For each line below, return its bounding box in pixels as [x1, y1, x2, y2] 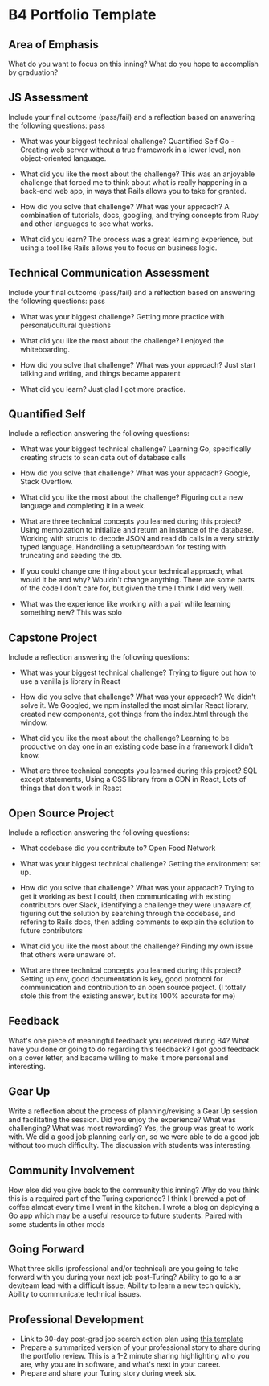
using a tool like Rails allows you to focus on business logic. [19, 243, 218, 253]
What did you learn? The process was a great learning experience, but [19, 234, 253, 244]
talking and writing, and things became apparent [19, 368, 181, 378]
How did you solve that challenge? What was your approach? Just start [19, 360, 256, 369]
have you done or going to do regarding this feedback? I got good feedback [8, 1044, 259, 1054]
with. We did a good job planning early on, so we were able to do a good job [8, 1132, 260, 1141]
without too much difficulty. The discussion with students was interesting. [8, 1140, 252, 1150]
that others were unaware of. [19, 950, 116, 960]
